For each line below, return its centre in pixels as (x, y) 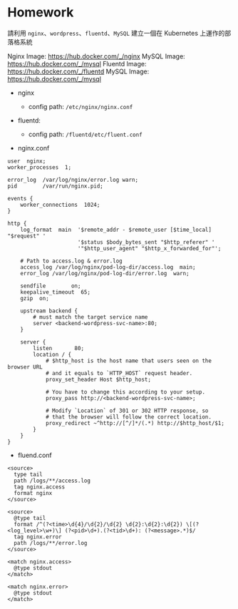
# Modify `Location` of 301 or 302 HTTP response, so (127, 411)
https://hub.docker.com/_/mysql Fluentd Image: (77, 63)
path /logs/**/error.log (51, 543)
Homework (41, 12)
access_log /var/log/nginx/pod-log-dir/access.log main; (108, 267)
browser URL (25, 367)
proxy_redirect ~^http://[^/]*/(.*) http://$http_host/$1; (135, 423)
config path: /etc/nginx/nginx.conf (81, 106)
